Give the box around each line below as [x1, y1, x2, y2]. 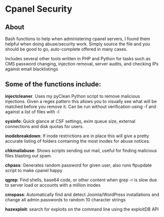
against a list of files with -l [5, 108, 60, 114]
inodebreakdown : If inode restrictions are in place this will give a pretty [5, 133, 149, 139]
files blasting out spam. [5, 152, 52, 158]
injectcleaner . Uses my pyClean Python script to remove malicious [5, 93, 141, 99]
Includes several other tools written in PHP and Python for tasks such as [5, 56, 151, 62]
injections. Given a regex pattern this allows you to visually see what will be [5, 98, 157, 104]
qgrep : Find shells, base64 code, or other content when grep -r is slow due [5, 177, 157, 183]
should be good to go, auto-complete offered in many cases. [5, 46, 128, 52]
